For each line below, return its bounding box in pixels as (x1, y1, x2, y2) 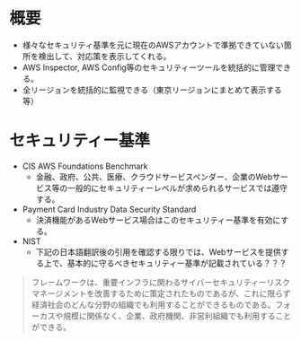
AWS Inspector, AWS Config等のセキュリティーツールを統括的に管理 (22, 62, 276, 73)
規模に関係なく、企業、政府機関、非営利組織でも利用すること (62, 310, 292, 321)
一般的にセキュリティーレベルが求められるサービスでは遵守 (66, 182, 288, 193)
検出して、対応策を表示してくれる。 (38, 50, 172, 61)
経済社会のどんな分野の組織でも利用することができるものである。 (31, 299, 276, 310)
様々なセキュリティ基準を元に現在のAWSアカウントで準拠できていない (22, 39, 285, 50)
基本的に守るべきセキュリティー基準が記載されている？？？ (66, 258, 288, 268)
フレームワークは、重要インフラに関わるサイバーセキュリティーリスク (31, 276, 290, 287)
